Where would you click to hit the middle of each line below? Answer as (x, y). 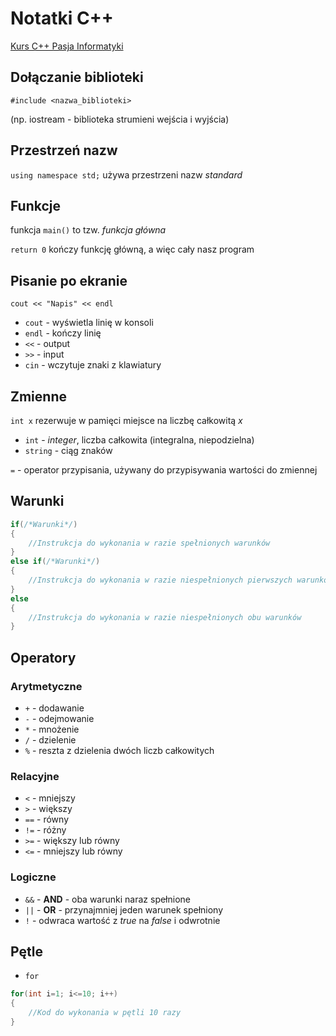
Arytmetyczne (46, 686)
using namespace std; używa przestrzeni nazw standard (126, 174)
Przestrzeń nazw (64, 150)
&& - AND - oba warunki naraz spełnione (107, 899)
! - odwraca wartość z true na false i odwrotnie (122, 920)
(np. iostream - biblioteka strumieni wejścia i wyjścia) (120, 119)
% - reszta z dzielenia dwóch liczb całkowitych (119, 750)
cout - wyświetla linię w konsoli (89, 323)
